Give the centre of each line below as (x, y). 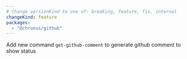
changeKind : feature (32, 17)
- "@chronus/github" (37, 28)
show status (21, 51)
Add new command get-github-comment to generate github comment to (93, 45)
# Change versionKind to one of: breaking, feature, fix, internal (92, 12)
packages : (18, 22)
